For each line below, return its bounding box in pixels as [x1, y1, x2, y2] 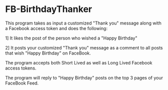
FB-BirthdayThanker [5, 3, 92, 15]
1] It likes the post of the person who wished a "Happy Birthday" [5, 35, 138, 41]
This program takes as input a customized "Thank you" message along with [5, 20, 161, 26]
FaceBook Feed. [5, 80, 39, 86]
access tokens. [5, 65, 37, 71]
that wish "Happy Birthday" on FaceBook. [5, 50, 91, 56]
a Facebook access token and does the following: [5, 25, 108, 31]
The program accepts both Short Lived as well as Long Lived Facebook [5, 59, 152, 65]
